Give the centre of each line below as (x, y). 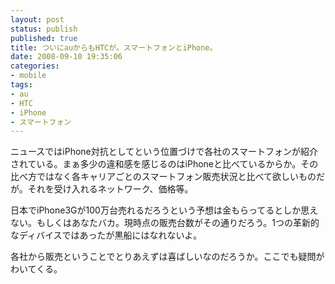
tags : (21, 85)
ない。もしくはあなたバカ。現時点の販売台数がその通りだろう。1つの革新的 (165, 223)
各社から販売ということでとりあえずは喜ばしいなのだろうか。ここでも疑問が (167, 257)
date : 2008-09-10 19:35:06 (66, 57)
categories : (35, 66)
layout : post (37, 19)
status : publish (44, 29)
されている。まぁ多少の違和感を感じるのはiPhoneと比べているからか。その (164, 164)
